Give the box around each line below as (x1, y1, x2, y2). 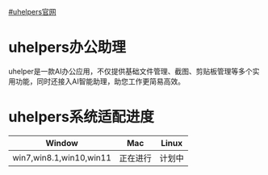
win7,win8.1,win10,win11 (12, 152, 111, 163)
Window (45, 137, 78, 148)
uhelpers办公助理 (8, 39, 127, 56)
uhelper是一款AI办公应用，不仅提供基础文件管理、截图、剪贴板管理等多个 (8, 66, 253, 76)
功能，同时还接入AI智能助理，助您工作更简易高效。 (15, 76, 186, 86)
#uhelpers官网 (8, 7, 57, 16)
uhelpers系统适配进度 (8, 108, 155, 127)
